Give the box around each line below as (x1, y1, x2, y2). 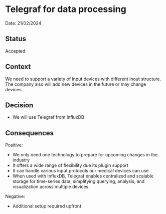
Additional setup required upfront (12, 203, 82, 209)
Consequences (5, 129, 54, 137)
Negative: (5, 193, 25, 199)
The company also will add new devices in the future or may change (5, 81, 146, 87)
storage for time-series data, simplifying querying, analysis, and (12, 178, 145, 184)
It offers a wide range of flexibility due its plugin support (12, 162, 129, 168)
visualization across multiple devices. (12, 184, 90, 190)
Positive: (5, 142, 23, 148)
